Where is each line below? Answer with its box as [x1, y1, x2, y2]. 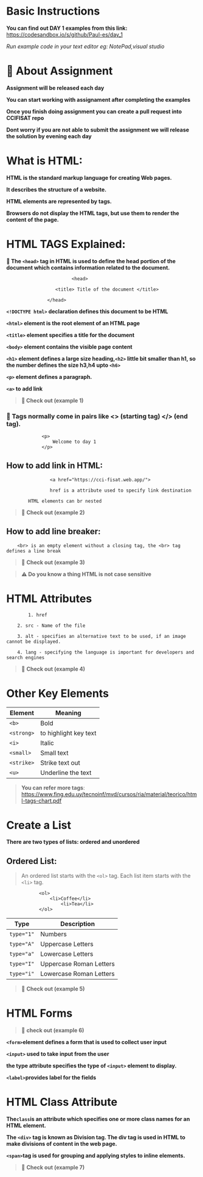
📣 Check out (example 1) [21, 397, 84, 404]
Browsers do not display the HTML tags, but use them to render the [6, 209, 179, 217]
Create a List [6, 818, 72, 832]
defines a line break [6, 548, 61, 554]
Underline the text [40, 768, 92, 777]
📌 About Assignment [6, 64, 113, 78]
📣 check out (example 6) [21, 1027, 84, 1034]
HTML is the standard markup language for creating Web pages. [6, 174, 172, 181]
